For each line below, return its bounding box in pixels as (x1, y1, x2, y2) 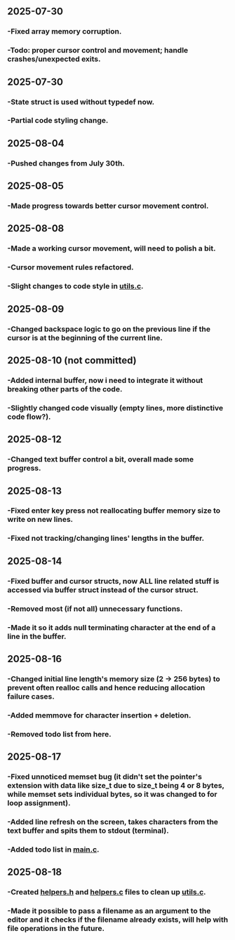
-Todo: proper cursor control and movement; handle (7, 46, 189, 55)
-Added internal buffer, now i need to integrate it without (7, 375, 203, 385)
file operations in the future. (7, 924, 105, 934)
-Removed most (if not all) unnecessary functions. (7, 603, 183, 613)
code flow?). (7, 412, 51, 422)
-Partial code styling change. (7, 116, 109, 126)
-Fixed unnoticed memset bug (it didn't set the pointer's (7, 772, 202, 781)
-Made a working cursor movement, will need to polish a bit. (7, 243, 216, 253)
